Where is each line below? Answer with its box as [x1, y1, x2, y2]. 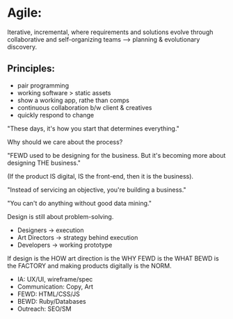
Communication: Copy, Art [17, 282, 94, 291]
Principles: [7, 63, 56, 74]
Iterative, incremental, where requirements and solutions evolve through [7, 28, 214, 36]
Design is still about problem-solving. [7, 212, 114, 220]
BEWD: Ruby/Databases [17, 297, 86, 305]
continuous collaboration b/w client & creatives [17, 103, 152, 112]
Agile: [7, 5, 42, 21]
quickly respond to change [17, 111, 95, 119]
